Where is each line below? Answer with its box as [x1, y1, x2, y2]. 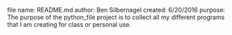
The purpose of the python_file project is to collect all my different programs [7, 13, 225, 21]
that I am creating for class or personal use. [7, 21, 132, 28]
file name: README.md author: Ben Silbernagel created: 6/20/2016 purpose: [7, 6, 226, 14]
